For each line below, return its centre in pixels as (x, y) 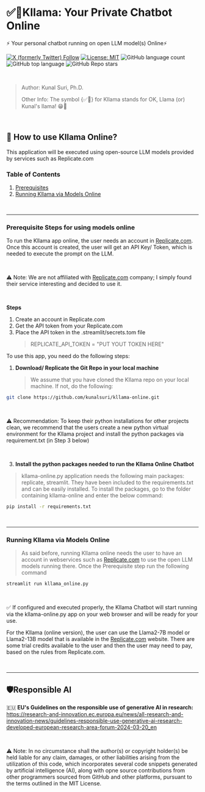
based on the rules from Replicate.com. (56, 652)
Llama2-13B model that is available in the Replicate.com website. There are (101, 639)
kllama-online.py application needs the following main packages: (103, 476)
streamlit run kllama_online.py (47, 584)
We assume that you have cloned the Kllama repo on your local (110, 380)
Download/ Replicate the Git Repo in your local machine (87, 368)
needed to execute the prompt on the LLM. (60, 254)
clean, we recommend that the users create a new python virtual (88, 428)
